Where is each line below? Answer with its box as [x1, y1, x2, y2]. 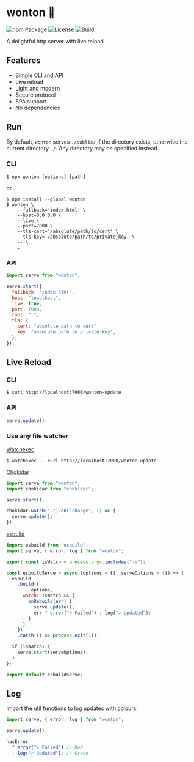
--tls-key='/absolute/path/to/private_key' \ [17, 234, 135, 240]
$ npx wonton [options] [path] [6, 174, 86, 180]
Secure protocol [15, 91, 56, 98]
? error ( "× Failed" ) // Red [12, 744, 84, 750]
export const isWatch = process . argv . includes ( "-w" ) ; [6, 559, 146, 565]
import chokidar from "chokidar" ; [6, 486, 95, 492]
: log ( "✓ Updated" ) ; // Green [12, 750, 88, 756]
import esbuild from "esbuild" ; [6, 542, 88, 549]
